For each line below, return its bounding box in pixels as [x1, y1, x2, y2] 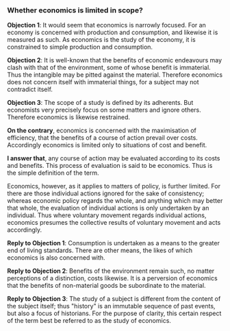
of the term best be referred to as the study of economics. [7, 317, 171, 325]
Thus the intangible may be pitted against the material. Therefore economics [7, 71, 223, 79]
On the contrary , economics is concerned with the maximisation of [7, 126, 196, 135]
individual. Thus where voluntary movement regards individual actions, [7, 211, 207, 219]
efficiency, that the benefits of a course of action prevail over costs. [7, 134, 199, 142]
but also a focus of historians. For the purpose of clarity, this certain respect [7, 309, 222, 317]
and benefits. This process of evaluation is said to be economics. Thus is [7, 162, 213, 170]
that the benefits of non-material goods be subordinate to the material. [7, 282, 207, 290]
